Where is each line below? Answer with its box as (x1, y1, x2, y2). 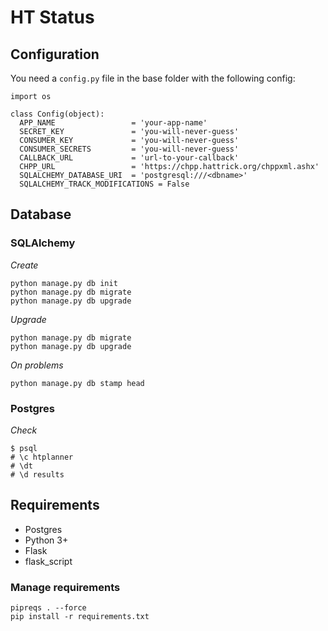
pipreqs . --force (10, 603, 87, 613)
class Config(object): (10, 109, 105, 119)
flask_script (24, 555, 73, 567)
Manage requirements (10, 580, 121, 594)
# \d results (10, 469, 65, 480)
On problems (10, 359, 64, 371)
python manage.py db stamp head (10, 378, 145, 388)
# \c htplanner (10, 452, 74, 462)
